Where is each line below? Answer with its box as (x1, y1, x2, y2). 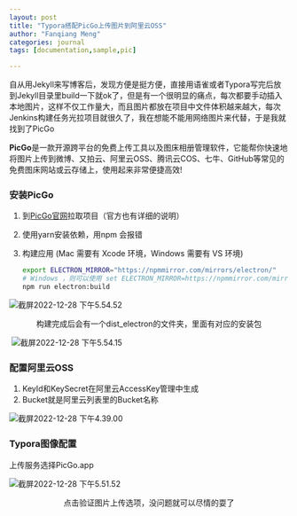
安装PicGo (9, 189, 54, 201)
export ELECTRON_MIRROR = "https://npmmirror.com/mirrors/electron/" (21, 266, 277, 275)
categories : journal (9, 37, 86, 47)
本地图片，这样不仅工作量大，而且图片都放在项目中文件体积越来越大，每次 (9, 101, 281, 112)
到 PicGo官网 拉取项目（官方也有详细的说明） (21, 210, 184, 222)
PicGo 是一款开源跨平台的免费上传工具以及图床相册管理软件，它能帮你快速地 (9, 143, 288, 153)
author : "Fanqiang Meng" (9, 29, 101, 38)
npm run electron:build (21, 283, 111, 292)
